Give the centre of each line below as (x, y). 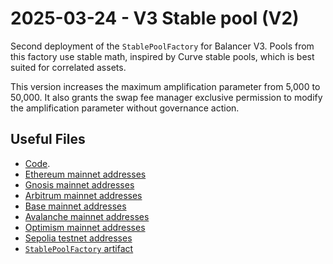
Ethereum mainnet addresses (85, 174)
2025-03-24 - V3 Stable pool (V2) (155, 18)
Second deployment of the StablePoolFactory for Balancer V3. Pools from (162, 46)
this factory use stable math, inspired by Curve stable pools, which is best (162, 56)
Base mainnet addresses (75, 206)
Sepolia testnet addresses (78, 238)
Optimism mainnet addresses (85, 227)
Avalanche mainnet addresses (87, 216)
